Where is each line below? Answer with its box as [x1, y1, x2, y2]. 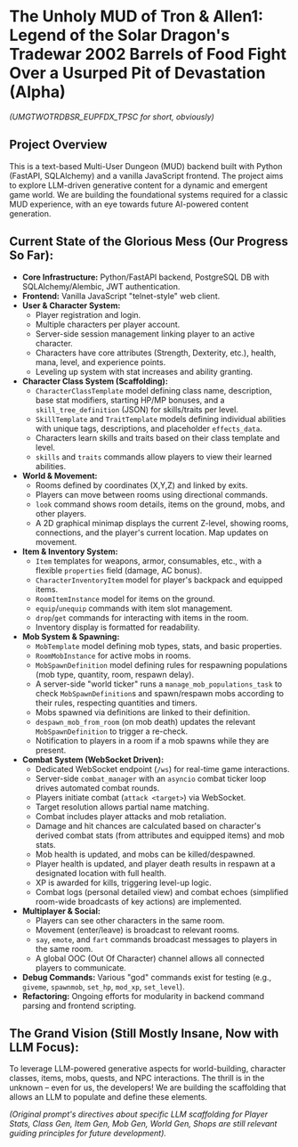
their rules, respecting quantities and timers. [35, 697, 197, 708]
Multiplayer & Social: [21, 906, 101, 916]
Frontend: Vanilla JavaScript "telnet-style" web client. [21, 290, 221, 301]
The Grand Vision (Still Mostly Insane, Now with [9, 1026, 279, 1041]
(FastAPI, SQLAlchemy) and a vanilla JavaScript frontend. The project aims [9, 170, 284, 181]
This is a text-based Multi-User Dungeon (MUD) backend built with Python [9, 160, 283, 171]
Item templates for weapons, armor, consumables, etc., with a [35, 555, 262, 566]
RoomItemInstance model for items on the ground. [35, 593, 215, 604]
